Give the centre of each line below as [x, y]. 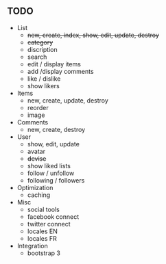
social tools [43, 209]
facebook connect [53, 216]
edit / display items [54, 64]
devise [37, 158]
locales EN [43, 231]
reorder [38, 107]
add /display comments [60, 71]
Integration [32, 246]
